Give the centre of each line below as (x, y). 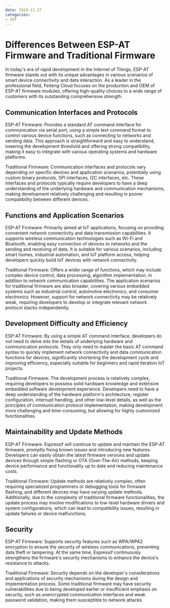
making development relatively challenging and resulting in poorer (74, 194)
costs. (12, 471)
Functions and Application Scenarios (65, 215)
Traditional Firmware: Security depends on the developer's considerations (83, 573)
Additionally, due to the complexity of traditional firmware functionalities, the (85, 497)
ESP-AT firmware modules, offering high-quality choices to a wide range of (83, 91)
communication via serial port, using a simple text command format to (78, 130)
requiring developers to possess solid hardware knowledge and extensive (82, 383)
